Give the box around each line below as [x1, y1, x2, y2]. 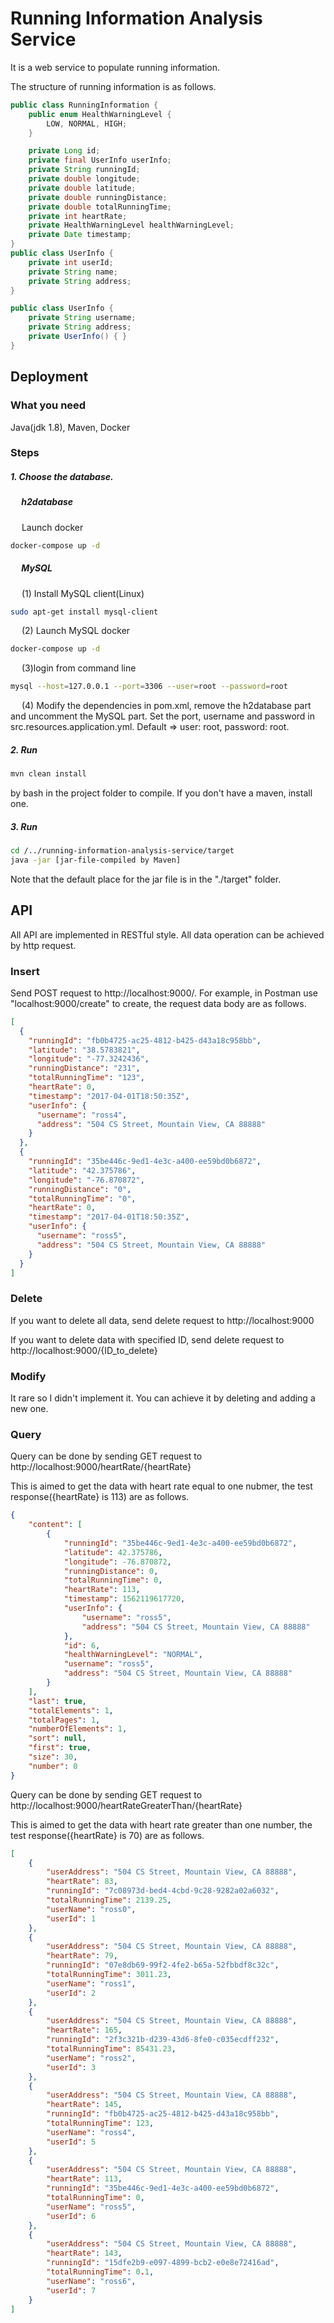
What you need [10, 398, 87, 412]
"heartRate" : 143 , [46, 2248, 123, 2259]
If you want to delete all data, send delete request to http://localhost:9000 [10, 1314, 315, 1326]
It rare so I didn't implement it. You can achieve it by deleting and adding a [10, 1392, 316, 1404]
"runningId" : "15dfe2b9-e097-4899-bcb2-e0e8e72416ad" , [46, 2258, 280, 2268]
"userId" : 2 [46, 1988, 97, 1998]
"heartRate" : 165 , [46, 2025, 123, 2036]
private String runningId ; [28, 165, 141, 175]
